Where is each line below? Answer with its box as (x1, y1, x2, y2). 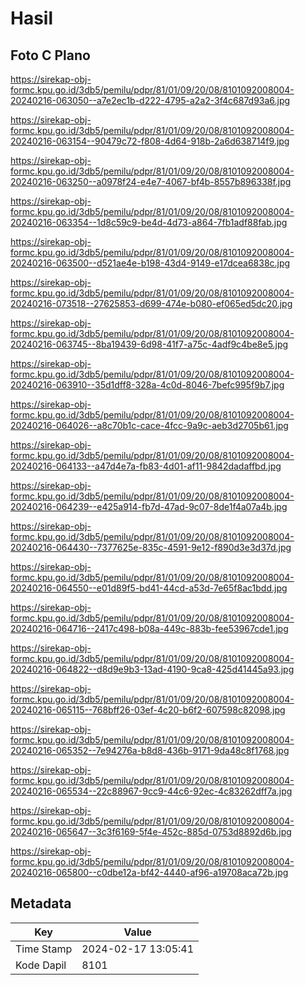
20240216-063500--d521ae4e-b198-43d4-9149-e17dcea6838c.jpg (10, 257, 291, 269)
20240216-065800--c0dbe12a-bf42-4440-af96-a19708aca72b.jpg (10, 867, 289, 878)
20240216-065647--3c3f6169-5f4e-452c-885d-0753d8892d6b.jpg (10, 826, 292, 837)
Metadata (10, 895, 72, 912)
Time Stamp (15, 942, 73, 956)
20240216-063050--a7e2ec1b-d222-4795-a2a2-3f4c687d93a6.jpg (10, 95, 291, 106)
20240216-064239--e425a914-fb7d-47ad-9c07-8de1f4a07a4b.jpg (10, 501, 288, 512)
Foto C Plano (10, 47, 91, 64)
